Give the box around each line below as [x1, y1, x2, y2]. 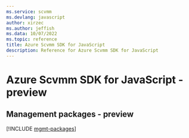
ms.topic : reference [6, 36, 58, 42]
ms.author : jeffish [6, 25, 55, 32]
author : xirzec [6, 20, 44, 26]
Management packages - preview [6, 109, 134, 120]
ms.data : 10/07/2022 [6, 31, 58, 37]
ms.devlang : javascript [6, 14, 66, 20]
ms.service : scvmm [6, 8, 52, 15]
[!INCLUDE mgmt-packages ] [6, 125, 76, 132]
